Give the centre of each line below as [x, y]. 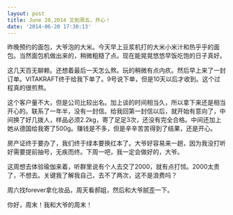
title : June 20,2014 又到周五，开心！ [59, 20]
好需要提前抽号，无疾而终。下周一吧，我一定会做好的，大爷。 [95, 152]
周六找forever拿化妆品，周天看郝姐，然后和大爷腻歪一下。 [90, 190]
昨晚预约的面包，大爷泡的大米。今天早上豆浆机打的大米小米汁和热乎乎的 [110, 47]
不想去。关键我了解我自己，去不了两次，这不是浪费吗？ [98, 175]
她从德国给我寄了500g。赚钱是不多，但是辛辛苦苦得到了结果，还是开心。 [112, 128]
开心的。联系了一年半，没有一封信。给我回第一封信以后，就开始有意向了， [113, 111]
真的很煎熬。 [31, 88]
